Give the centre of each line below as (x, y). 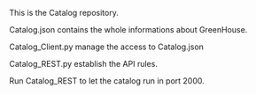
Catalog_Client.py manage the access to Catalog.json (106, 47)
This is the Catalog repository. (64, 13)
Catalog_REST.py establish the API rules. (83, 64)
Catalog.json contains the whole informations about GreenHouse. (128, 29)
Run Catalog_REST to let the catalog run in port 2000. (107, 81)
